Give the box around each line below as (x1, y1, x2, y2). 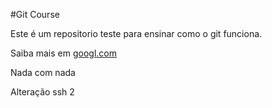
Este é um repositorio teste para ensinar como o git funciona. (10, 28, 263, 39)
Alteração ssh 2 (10, 86, 75, 98)
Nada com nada (10, 67, 76, 78)
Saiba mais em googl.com (10, 47, 117, 59)
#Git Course (10, 9, 60, 20)
